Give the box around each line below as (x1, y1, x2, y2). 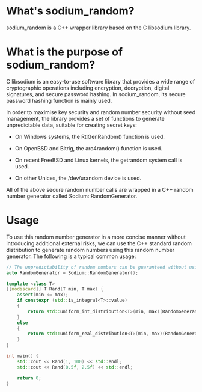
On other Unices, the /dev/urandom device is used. (14, 174, 142, 182)
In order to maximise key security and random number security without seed (6, 108, 196, 115)
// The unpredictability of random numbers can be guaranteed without (6, 264, 187, 270)
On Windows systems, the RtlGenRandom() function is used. (14, 133, 165, 140)
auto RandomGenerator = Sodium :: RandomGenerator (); (6, 269, 138, 276)
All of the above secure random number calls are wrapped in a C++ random (6, 186, 194, 193)
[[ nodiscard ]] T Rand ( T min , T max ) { (6, 286, 103, 292)
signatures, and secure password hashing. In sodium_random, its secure (6, 90, 186, 97)
